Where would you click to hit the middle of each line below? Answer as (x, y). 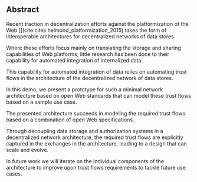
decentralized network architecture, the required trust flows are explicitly (95, 137)
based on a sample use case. (42, 102)
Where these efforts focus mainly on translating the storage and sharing (93, 48)
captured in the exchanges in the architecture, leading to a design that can (96, 143)
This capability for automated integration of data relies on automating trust (96, 72)
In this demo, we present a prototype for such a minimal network (85, 89)
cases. (14, 174)
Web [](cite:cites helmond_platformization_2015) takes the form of (86, 30)
